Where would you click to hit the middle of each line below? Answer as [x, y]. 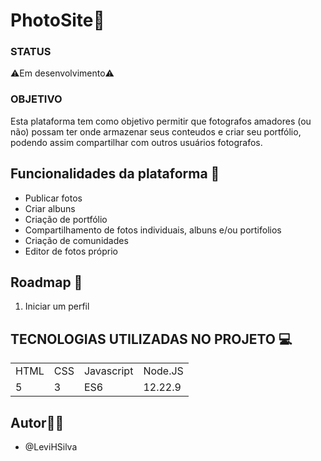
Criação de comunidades [76, 240]
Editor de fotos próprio [71, 251]
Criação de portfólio [66, 219]
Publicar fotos [53, 198]
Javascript [108, 371]
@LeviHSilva [51, 447]
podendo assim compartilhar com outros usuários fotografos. [136, 142]
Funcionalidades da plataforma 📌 [115, 174]
